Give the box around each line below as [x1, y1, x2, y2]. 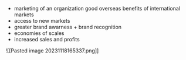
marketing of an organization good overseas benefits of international [13, 5, 180, 12]
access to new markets [13, 17, 70, 24]
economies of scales [13, 30, 65, 37]
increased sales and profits [13, 36, 80, 43]
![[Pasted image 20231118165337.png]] [5, 47, 99, 54]
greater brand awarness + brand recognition [13, 23, 121, 30]
